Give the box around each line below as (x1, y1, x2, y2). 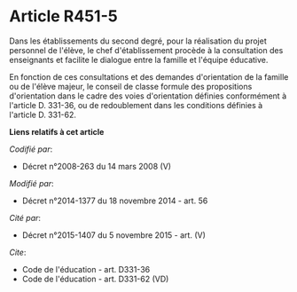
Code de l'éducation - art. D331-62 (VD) (21, 273, 169, 284)
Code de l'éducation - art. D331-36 (21, 264, 151, 274)
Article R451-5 (9, 6, 118, 27)
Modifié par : (9, 178, 55, 188)
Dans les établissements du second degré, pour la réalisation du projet (9, 36, 268, 46)
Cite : (9, 247, 27, 257)
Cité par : (9, 212, 42, 223)
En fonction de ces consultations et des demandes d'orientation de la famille (9, 71, 289, 82)
